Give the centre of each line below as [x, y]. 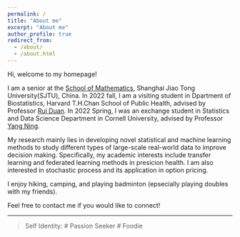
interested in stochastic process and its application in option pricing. [108, 170]
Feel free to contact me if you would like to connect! [84, 205]
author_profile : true [40, 34]
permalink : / [27, 14]
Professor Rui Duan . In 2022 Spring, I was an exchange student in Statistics [119, 111]
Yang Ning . [24, 126]
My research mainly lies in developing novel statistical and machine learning [119, 139]
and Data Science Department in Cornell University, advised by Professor [115, 118]
